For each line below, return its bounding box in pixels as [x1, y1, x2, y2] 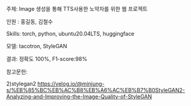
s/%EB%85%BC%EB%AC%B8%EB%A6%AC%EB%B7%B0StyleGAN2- [6, 87, 186, 93]
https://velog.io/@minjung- [37, 80, 105, 87]
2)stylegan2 [6, 80, 36, 87]
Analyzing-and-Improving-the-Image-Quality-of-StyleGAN [6, 93, 152, 100]
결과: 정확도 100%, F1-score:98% [6, 55, 88, 62]
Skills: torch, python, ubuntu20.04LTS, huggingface [6, 30, 135, 37]
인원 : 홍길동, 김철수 [6, 18, 53, 25]
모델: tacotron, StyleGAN [6, 43, 68, 49]
